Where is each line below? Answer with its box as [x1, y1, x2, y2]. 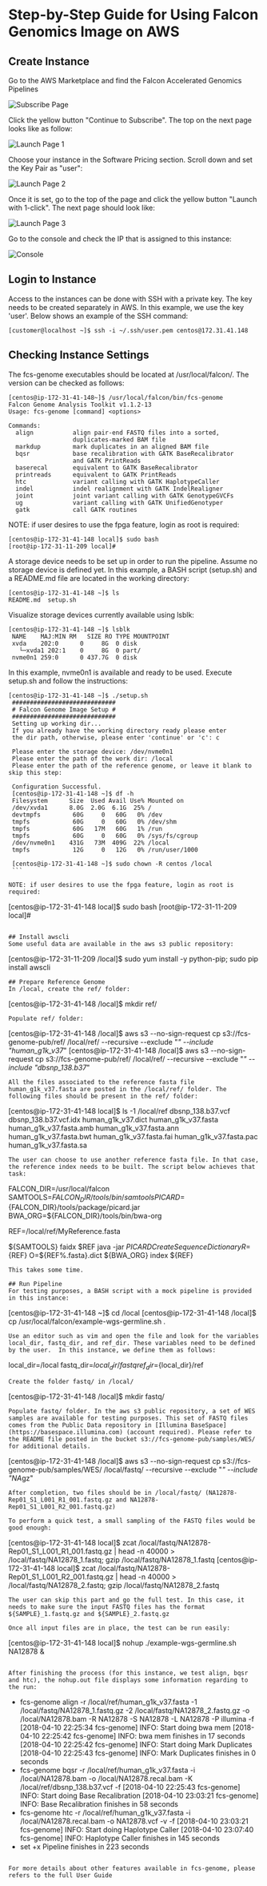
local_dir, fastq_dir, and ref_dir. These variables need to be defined [8, 1340, 256, 1348]
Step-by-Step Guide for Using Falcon [8, 6, 259, 24]
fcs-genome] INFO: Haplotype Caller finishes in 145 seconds [19, 1833, 220, 1844]
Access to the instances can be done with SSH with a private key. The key [8, 294, 253, 304]
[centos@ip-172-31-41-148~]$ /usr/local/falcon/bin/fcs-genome [8, 393, 224, 401]
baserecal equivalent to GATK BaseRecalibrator [15, 463, 198, 472]
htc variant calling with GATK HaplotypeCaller [15, 478, 220, 486]
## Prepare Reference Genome [8, 977, 106, 986]
